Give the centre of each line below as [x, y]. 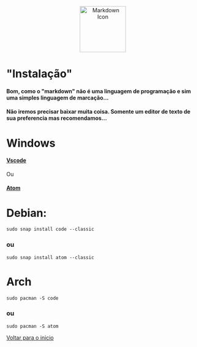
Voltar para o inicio [30, 337]
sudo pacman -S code [33, 298]
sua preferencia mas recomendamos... [57, 118]
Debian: [27, 213]
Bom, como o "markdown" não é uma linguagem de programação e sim [99, 91]
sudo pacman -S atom [33, 326]
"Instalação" [39, 74]
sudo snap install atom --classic [50, 257]
